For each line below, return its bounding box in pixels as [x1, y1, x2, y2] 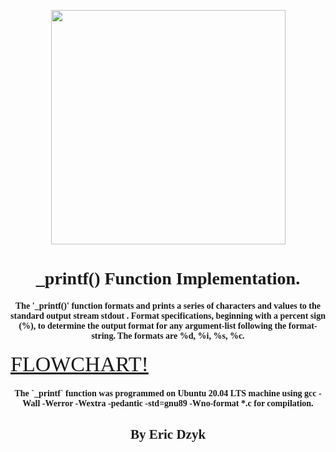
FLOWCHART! [10, 352, 149, 377]
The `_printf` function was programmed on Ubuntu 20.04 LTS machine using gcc [14, 388, 317, 399]
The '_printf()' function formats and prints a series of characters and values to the [14, 300, 322, 311]
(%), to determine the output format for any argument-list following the [18, 320, 287, 331]
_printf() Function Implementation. [35, 268, 301, 289]
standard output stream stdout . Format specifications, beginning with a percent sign [10, 310, 326, 321]
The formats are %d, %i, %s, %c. [117, 330, 245, 341]
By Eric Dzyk [129, 426, 207, 443]
